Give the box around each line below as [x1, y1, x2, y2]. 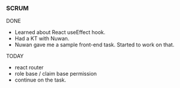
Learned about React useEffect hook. [14, 29, 106, 36]
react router [14, 64, 44, 71]
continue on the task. [14, 76, 67, 83]
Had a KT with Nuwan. [14, 35, 70, 42]
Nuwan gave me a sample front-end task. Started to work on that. [14, 41, 175, 48]
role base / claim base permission [14, 70, 97, 77]
